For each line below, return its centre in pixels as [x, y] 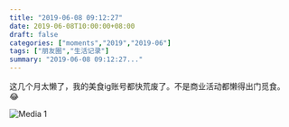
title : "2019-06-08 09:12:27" [66, 18]
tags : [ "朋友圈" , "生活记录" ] [60, 51]
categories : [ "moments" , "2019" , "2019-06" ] [90, 43]
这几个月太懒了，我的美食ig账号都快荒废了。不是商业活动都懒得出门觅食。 [147, 86]
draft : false [34, 34]
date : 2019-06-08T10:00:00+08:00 [72, 26]
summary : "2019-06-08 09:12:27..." [76, 59]
